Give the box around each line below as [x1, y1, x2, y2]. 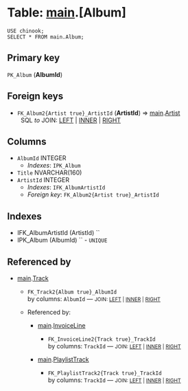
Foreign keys [7, 91, 64, 102]
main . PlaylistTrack [37, 355, 89, 364]
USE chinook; [7, 27, 45, 34]
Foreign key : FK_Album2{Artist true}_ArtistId [27, 190, 159, 199]
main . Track [16, 274, 49, 282]
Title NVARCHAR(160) [16, 168, 82, 177]
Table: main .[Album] [7, 5, 127, 21]
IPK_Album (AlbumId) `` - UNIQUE [16, 236, 108, 245]
